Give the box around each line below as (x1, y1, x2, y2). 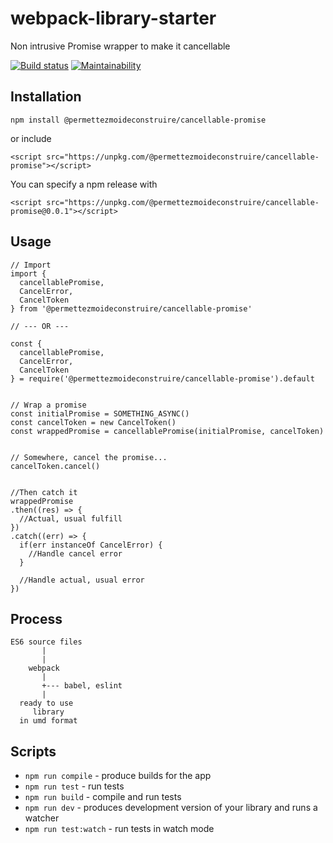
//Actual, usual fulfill (19, 513, 123, 524)
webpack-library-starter (10, 7, 217, 30)
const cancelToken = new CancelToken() (10, 417, 177, 427)
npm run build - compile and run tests (24, 791, 182, 803)
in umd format (19, 716, 78, 726)
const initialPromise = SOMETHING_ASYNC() (10, 408, 190, 419)
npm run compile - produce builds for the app (24, 770, 212, 782)
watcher (24, 812, 60, 824)
